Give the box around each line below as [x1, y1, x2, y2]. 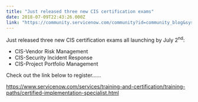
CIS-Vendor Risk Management [14, 48, 88, 55]
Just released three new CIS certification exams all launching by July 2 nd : [6, 36, 185, 44]
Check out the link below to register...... [6, 72, 101, 79]
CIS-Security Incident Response [14, 54, 93, 62]
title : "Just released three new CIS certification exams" [6, 8, 154, 15]
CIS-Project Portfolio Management [14, 60, 98, 67]
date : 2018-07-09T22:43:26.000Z [6, 14, 85, 20]
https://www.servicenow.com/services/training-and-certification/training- [6, 83, 186, 90]
